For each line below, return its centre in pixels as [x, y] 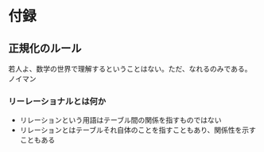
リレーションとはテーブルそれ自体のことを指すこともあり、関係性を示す [138, 130]
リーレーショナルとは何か [57, 101]
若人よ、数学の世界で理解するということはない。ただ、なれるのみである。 [130, 69]
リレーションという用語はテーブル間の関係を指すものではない [120, 120]
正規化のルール [45, 48]
